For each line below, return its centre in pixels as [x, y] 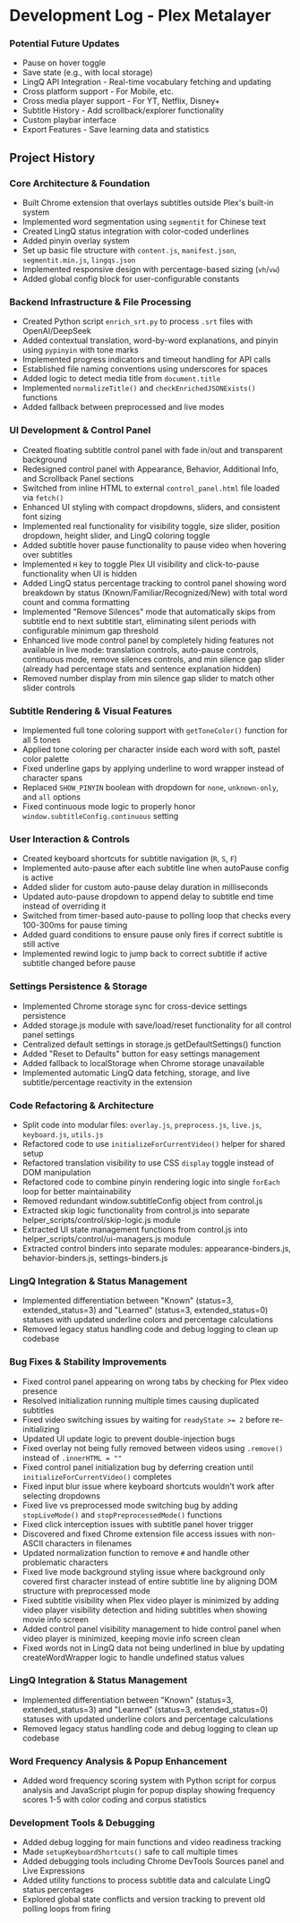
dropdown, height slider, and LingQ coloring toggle [116, 535]
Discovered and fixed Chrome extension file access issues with [139, 1534]
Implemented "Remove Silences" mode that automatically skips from [149, 611]
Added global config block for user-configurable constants [131, 279]
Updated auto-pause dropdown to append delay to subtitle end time [148, 897]
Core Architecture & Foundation [80, 183]
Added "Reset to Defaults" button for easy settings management [141, 1054]
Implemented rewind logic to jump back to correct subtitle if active [145, 953]
